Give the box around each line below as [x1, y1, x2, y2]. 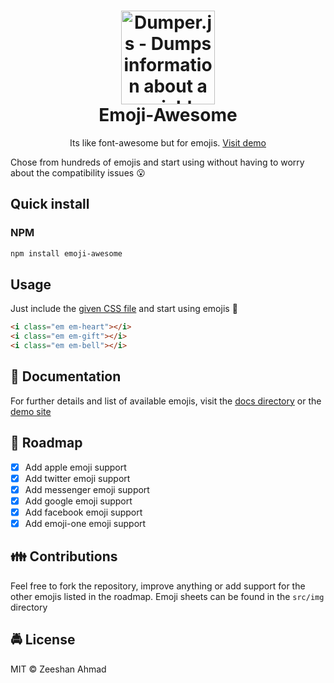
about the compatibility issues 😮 [10, 166, 146, 179]
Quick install [10, 196, 90, 213]
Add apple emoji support [24, 461, 127, 473]
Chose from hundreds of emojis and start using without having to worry [10, 156, 305, 168]
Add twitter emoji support [24, 472, 131, 484]
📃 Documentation [10, 368, 122, 385]
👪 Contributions [10, 548, 118, 565]
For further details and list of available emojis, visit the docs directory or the [10, 395, 322, 407]
